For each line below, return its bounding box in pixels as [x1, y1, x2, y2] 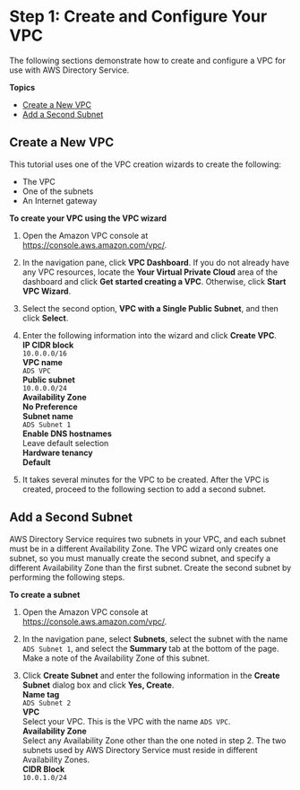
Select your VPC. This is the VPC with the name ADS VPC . [21, 715, 231, 726]
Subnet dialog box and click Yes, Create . [21, 680, 175, 690]
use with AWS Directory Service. [9, 65, 130, 75]
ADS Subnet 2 [21, 698, 72, 707]
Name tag [21, 689, 60, 699]
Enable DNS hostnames [21, 428, 112, 439]
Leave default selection [21, 437, 109, 448]
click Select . [21, 312, 69, 323]
